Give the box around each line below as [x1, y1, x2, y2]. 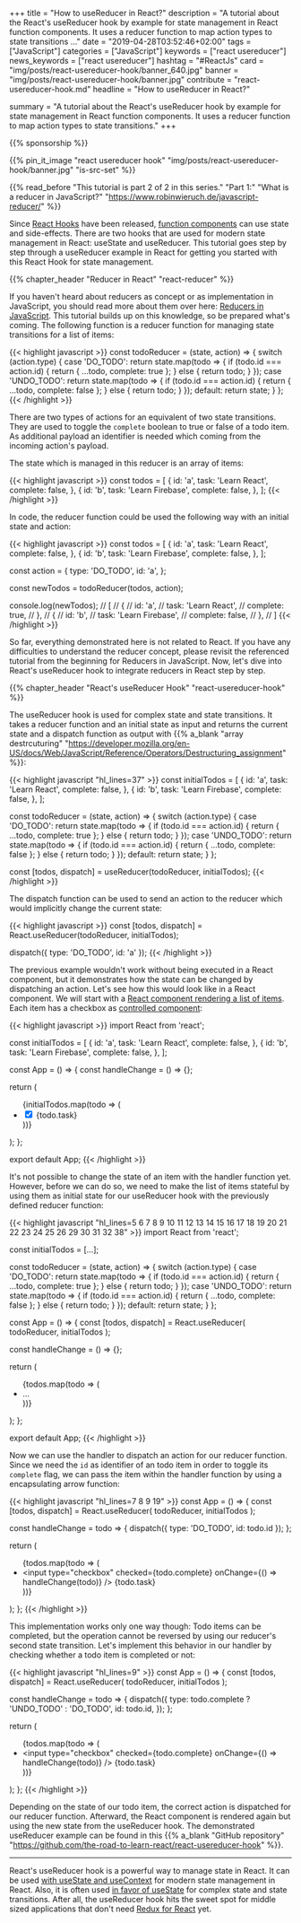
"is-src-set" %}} [75, 165, 136, 175]
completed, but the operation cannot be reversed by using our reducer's [9, 1631, 277, 1640]
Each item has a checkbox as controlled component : [9, 1003, 203, 1013]
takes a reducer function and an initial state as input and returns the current [9, 719, 288, 729]
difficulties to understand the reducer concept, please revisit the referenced [9, 646, 289, 657]
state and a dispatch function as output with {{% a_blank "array [9, 728, 244, 739]
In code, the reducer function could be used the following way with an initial [9, 511, 289, 522]
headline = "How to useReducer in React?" [92, 84, 251, 94]
